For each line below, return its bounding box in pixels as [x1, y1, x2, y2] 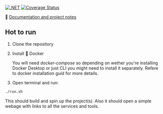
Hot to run [5, 28, 37, 37]
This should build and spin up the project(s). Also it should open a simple [5, 98, 152, 104]
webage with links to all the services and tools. [5, 103, 99, 109]
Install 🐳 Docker [12, 50, 44, 56]
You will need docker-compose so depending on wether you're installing [12, 60, 158, 66]
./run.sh [5, 89, 23, 94]
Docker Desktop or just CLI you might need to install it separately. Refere [12, 65, 159, 71]
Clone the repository [12, 41, 54, 47]
